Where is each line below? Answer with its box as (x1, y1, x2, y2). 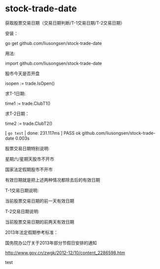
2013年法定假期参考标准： (5, 229, 58, 235)
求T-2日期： (5, 111, 30, 116)
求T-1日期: (5, 90, 26, 96)
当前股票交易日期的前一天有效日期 (5, 198, 74, 204)
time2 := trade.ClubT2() (5, 120, 53, 126)
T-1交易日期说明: (5, 187, 39, 193)
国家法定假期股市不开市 (5, 166, 53, 172)
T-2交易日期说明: (5, 208, 39, 214)
